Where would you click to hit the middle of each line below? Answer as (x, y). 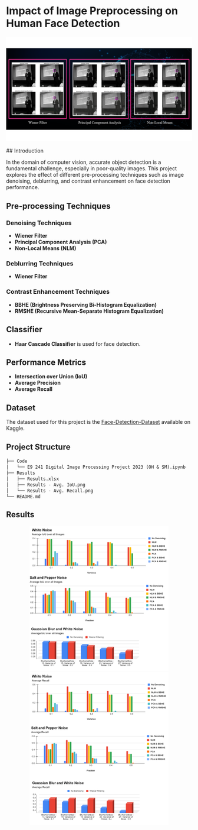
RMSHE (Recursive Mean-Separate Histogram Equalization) (89, 311)
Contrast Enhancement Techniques (58, 292)
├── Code (17, 461)
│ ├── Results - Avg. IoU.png (46, 485)
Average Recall (34, 389)
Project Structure (38, 447)
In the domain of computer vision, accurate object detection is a (84, 162)
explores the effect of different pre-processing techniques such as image (95, 175)
